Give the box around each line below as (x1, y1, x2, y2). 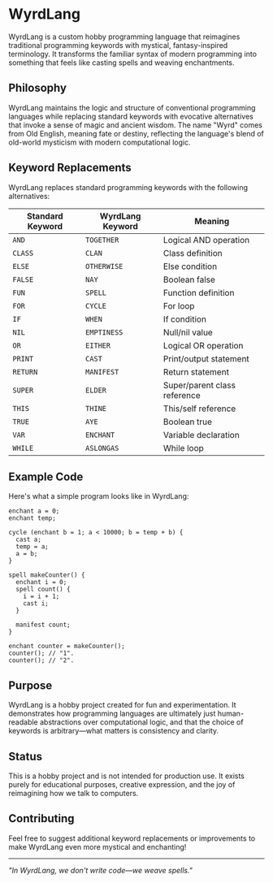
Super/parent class (162, 379, 236, 391)
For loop (162, 300, 195, 311)
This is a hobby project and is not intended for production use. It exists (8, 771, 245, 781)
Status (8, 749, 43, 764)
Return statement (162, 366, 230, 378)
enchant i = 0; (15, 578, 67, 587)
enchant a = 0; (8, 507, 60, 516)
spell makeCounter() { (8, 571, 85, 579)
